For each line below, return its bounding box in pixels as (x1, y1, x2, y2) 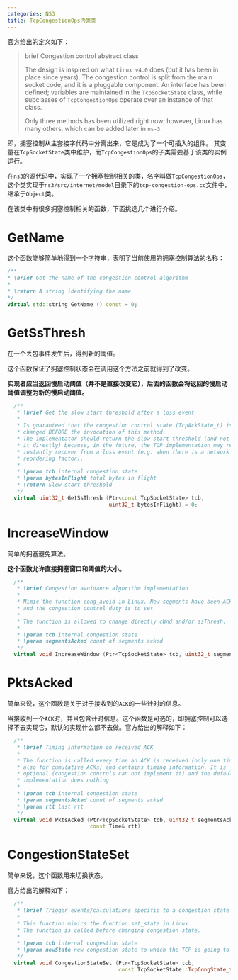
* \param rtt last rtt (16, 803, 84, 810)
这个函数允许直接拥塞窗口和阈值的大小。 (7, 564, 125, 573)
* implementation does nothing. (16, 777, 113, 784)
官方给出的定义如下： (7, 37, 69, 46)
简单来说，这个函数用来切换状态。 (7, 871, 107, 879)
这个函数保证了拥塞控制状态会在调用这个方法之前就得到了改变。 (7, 364, 193, 373)
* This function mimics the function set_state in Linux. (16, 920, 192, 927)
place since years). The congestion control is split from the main (24, 72, 212, 81)
